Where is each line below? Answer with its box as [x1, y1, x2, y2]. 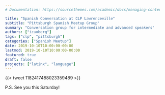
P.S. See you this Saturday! [5, 84, 60, 91]
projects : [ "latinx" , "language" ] [5, 62, 76, 67]
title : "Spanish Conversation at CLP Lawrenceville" [5, 16, 115, 21]
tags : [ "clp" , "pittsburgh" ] [5, 34, 65, 39]
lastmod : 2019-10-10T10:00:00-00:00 [5, 47, 80, 53]
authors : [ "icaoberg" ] [5, 30, 52, 35]
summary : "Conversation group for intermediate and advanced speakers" [5, 25, 155, 30]
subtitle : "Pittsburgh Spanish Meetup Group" [5, 21, 100, 25]
